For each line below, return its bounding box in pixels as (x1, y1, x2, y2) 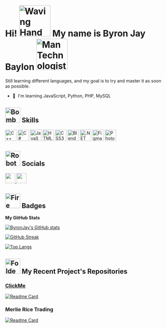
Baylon (5, 61, 35, 72)
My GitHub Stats (5, 215, 40, 221)
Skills (21, 116, 39, 124)
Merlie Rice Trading (5, 305, 54, 312)
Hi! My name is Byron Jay (5, 28, 146, 39)
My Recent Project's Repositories (21, 267, 128, 275)
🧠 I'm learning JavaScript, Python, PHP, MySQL (12, 92, 111, 98)
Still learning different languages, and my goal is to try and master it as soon (5, 77, 162, 83)
